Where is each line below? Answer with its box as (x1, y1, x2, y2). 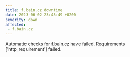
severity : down (5, 17, 38, 22)
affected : (5, 22, 27, 27)
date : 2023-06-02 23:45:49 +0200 (5, 12, 76, 17)
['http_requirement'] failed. (5, 46, 62, 52)
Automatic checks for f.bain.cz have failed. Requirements (5, 41, 125, 47)
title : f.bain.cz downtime (5, 7, 63, 13)
